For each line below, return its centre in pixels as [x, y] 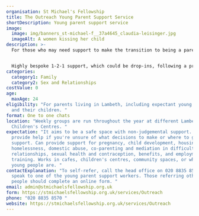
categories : [21, 72]
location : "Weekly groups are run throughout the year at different [92, 121]
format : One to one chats [38, 115]
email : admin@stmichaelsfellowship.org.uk [59, 187]
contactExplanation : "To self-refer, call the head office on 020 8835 [96, 170]
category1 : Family [34, 77]
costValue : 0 [22, 88]
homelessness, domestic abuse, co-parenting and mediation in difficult [103, 149]
